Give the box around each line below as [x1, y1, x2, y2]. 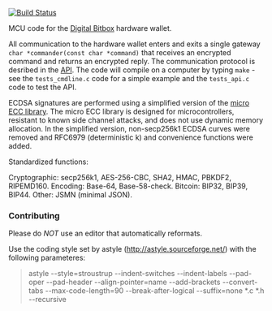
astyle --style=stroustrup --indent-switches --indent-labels [28, 269, 227, 279]
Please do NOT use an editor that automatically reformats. [8, 228, 203, 239]
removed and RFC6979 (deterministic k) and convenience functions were [8, 132, 253, 142]
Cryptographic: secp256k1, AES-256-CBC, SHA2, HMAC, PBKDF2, [8, 173, 231, 182]
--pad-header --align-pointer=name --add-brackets [45, 277, 221, 287]
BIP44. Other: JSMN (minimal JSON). [8, 190, 132, 199]
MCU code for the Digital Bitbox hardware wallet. [8, 24, 172, 32]
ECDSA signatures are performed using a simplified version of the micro [8, 98, 250, 107]
